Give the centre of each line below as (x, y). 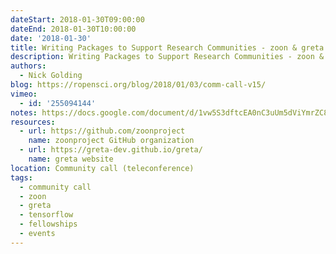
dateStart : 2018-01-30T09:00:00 (77, 19)
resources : (33, 122)
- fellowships (48, 224)
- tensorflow (46, 215)
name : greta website (71, 159)
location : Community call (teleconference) (102, 168)
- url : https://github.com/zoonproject (102, 131)
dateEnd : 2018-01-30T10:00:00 (73, 29)
